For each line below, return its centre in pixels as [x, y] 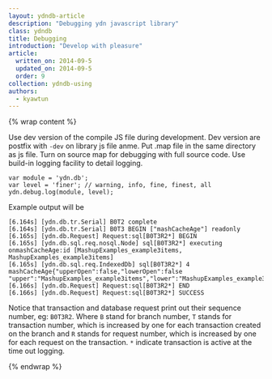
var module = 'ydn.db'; [49, 178]
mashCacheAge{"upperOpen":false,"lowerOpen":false [96, 272]
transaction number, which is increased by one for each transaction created [135, 326]
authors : [23, 91]
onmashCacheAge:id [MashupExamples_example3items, [96, 251]
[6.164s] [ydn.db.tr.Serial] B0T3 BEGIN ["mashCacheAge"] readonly [125, 229]
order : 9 [30, 76]
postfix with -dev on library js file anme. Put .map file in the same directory [132, 146]
